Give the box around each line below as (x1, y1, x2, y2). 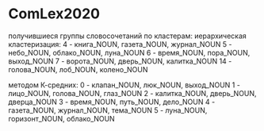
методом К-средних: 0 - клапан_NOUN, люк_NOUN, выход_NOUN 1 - (8, 80, 240, 90)
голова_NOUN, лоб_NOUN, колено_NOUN (8, 64, 148, 74)
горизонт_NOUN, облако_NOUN (8, 114, 115, 123)
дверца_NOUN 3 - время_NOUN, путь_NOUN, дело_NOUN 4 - (8, 97, 216, 106)
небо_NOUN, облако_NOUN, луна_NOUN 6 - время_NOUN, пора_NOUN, (8, 48, 251, 57)
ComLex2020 (8, 5, 101, 23)
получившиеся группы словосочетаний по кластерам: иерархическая (8, 31, 247, 40)
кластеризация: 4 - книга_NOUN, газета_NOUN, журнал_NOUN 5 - (8, 39, 232, 48)
